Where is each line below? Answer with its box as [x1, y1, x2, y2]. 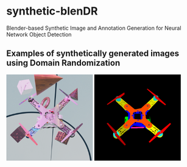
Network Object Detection [6, 30, 72, 38]
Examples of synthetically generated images [6, 49, 180, 59]
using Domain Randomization [6, 58, 121, 68]
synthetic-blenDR [6, 4, 98, 18]
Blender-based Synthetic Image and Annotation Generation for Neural [6, 24, 182, 32]
